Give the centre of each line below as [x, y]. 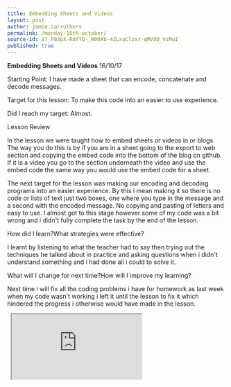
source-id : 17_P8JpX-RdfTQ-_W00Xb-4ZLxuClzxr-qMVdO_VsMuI [93, 40]
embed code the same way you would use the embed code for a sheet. [109, 170]
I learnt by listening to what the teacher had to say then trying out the [106, 247]
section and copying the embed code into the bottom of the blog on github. [114, 155]
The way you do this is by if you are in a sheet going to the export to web [111, 148]
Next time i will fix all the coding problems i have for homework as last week [115, 289]
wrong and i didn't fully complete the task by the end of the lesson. [103, 220]
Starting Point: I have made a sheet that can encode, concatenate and [107, 79]
